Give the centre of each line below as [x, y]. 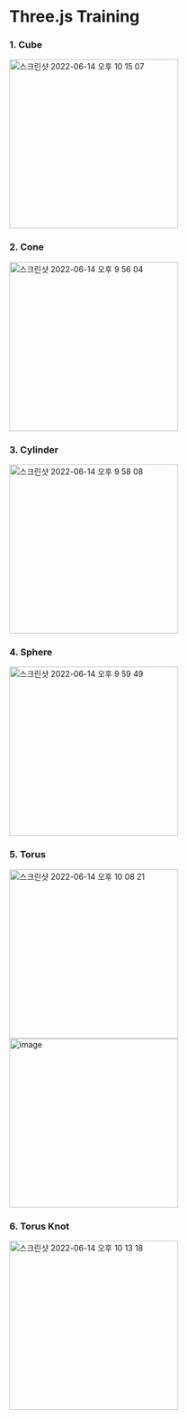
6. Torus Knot [40, 1226]
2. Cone [27, 247]
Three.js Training [75, 17]
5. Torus [28, 855]
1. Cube [26, 45]
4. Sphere [31, 652]
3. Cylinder [34, 450]
